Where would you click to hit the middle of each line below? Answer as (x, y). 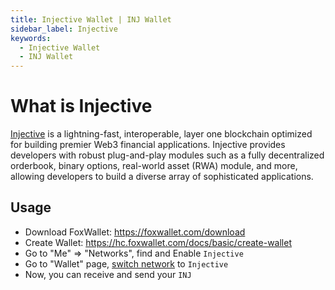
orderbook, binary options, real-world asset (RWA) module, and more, (154, 166)
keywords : (31, 38)
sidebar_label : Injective (64, 29)
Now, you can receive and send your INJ (108, 274)
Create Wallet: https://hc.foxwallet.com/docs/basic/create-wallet (158, 242)
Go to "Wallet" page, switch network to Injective (126, 263)
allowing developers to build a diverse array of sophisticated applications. (162, 177)
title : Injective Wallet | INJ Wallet (91, 19)
